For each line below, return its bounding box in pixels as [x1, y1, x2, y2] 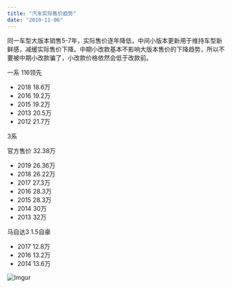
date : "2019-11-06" [7, 17, 64, 23]
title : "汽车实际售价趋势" [7, 10, 77, 17]
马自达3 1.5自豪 [7, 227, 51, 236]
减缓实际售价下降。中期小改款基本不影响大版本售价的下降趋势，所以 [25, 45, 219, 53]
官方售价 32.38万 [7, 146, 57, 155]
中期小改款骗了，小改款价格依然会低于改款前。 [19, 53, 153, 62]
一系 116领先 [7, 68, 43, 76]
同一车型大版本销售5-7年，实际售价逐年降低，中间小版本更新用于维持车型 [7, 36, 217, 45]
